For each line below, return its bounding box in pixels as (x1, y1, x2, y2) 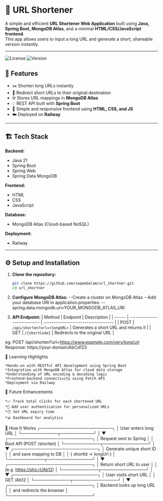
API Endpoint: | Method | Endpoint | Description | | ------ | (12, 314, 129, 320)
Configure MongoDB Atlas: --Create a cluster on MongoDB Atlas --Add (12, 295, 156, 301)
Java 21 (12, 157, 28, 163)
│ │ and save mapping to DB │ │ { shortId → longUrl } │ (5, 451, 115, 457)
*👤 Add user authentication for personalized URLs (5, 404, 110, 409)
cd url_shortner (12, 285, 45, 291)
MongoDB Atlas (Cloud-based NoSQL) (12, 221, 89, 227)
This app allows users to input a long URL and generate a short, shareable (5, 36, 153, 42)
